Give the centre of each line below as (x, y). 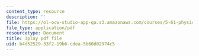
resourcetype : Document (36, 33)
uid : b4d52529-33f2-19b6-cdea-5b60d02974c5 (61, 44)
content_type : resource (36, 11)
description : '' (26, 17)
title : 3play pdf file (34, 38)
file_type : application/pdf (41, 28)
